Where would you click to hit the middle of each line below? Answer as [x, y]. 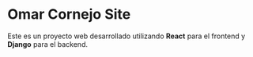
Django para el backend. [48, 44]
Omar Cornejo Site [69, 14]
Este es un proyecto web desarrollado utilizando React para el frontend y [126, 36]
